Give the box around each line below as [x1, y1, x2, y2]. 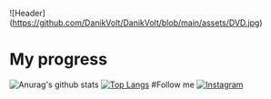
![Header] [9, 8, 45, 18]
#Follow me [151, 79, 196, 90]
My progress [9, 49, 107, 70]
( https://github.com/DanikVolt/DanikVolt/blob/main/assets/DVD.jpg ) [9, 17, 263, 28]
